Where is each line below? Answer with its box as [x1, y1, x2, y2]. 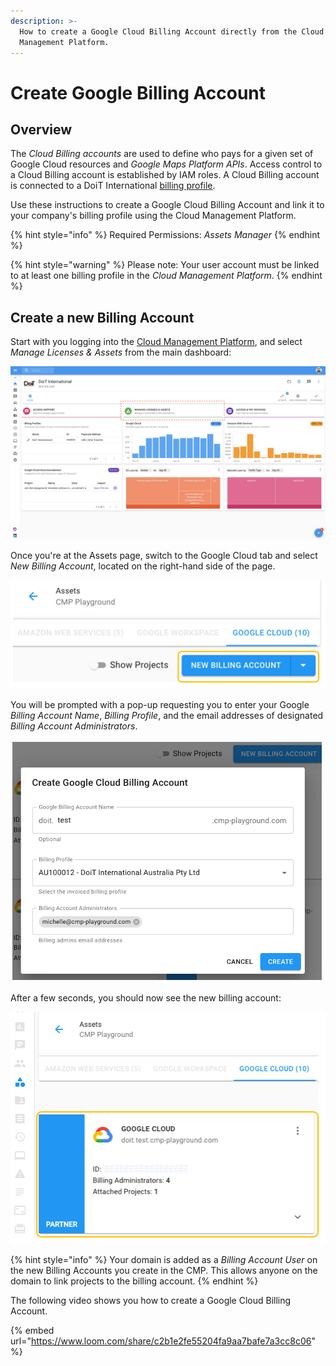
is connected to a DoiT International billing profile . [10, 180, 216, 192]
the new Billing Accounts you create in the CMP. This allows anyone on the [10, 1264, 318, 1276]
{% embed [10, 1324, 55, 1336]
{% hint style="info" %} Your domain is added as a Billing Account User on [10, 1253, 318, 1265]
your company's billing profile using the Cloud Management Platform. [10, 210, 297, 222]
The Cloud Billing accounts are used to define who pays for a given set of [10, 148, 314, 160]
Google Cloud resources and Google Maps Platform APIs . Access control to [10, 158, 323, 170]
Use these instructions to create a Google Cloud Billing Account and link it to [10, 199, 325, 211]
